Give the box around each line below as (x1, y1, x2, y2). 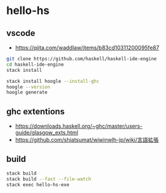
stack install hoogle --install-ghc (6, 78, 99, 84)
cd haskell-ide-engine (6, 61, 64, 68)
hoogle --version (6, 83, 51, 90)
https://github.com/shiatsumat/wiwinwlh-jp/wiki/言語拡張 (15, 136, 159, 144)
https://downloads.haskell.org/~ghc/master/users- (15, 122, 143, 130)
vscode (6, 28, 35, 38)
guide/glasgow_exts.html (15, 129, 78, 136)
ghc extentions (6, 106, 65, 116)
